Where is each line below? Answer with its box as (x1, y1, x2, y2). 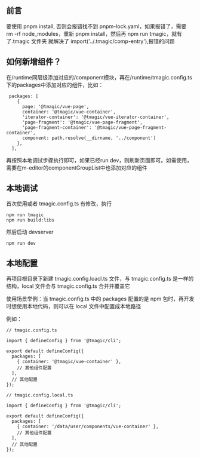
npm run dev (6, 241, 36, 247)
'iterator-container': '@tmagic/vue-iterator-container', (21, 114, 170, 120)
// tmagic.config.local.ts (6, 392, 73, 398)
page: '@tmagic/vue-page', (21, 103, 90, 109)
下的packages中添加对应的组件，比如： (6, 81, 104, 88)
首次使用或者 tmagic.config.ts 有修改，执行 (6, 200, 112, 207)
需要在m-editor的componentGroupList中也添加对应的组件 (6, 164, 147, 171)
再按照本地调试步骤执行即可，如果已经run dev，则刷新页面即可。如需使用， (6, 156, 193, 164)
